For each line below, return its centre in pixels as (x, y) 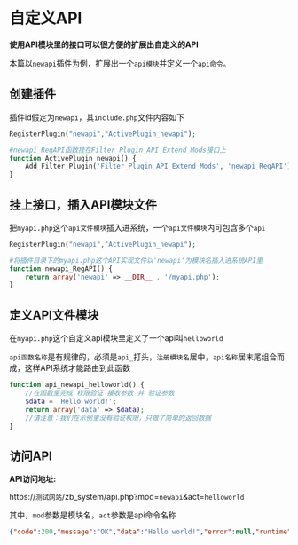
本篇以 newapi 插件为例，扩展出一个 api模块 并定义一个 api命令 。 (120, 63)
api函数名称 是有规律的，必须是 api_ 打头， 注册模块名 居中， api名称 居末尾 (135, 357)
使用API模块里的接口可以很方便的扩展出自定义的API (104, 44)
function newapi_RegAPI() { (61, 269)
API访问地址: (33, 479)
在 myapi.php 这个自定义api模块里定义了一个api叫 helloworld (116, 338)
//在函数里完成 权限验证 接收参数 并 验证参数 (100, 393)
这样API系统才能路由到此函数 (78, 368)
